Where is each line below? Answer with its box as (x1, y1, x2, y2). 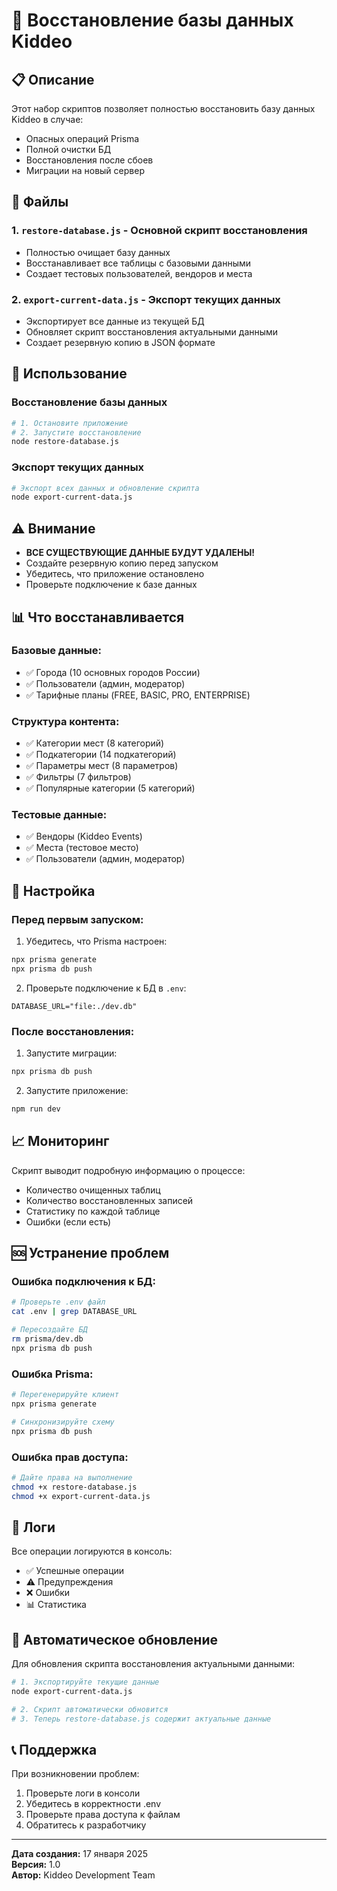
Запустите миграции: (25, 1047, 118, 1059)
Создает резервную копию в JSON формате (25, 336, 216, 348)
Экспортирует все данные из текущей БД (25, 315, 205, 327)
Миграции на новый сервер (25, 165, 145, 176)
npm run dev (11, 1104, 61, 1114)
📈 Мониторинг (11, 1133, 110, 1150)
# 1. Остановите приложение (11, 418, 129, 428)
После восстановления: (11, 1024, 135, 1038)
